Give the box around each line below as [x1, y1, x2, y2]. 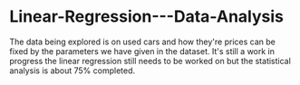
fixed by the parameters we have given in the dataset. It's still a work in [9, 45, 275, 56]
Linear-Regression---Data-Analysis [9, 6, 284, 27]
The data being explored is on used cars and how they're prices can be [9, 36, 276, 47]
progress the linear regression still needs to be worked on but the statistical [9, 55, 292, 66]
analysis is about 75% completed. [9, 65, 136, 76]
